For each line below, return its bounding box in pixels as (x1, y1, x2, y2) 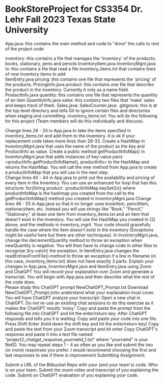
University (5, 25, 49, 35)
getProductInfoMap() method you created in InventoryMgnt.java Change (5, 195, 152, 201)
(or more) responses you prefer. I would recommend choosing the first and (5, 347, 156, 353)
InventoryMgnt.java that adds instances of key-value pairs (5, 153, 123, 159)
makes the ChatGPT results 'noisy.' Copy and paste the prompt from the (5, 305, 151, 311)
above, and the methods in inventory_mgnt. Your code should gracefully (5, 221, 151, 227)
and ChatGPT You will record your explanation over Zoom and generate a (5, 268, 153, 274)
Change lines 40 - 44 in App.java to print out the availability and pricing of (5, 175, 155, 180)
